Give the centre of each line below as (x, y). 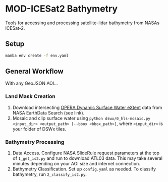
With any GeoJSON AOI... (32, 83)
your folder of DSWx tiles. (39, 129)
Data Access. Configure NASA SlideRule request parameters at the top (86, 153)
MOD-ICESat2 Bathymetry (61, 9)
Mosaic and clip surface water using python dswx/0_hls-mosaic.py (81, 118)
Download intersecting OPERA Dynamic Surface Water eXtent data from (87, 107)
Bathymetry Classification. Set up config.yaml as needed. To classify (84, 169)
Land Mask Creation (30, 96)
